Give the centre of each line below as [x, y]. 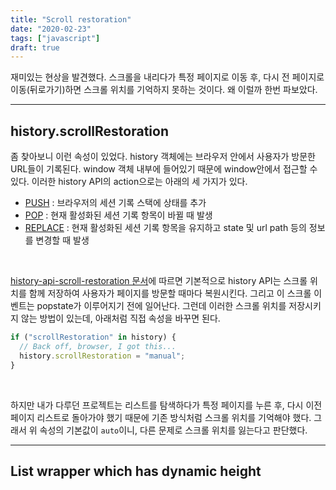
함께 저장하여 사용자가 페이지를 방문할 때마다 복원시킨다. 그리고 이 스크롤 [170, 293]
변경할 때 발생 [62, 240]
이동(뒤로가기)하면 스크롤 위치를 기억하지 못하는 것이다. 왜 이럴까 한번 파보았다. [164, 90]
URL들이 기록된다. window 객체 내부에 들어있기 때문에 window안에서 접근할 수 [164, 169]
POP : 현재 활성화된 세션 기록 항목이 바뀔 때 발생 [118, 215]
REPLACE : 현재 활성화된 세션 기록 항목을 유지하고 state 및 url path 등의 [165, 228]
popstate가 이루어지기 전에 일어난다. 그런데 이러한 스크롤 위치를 [161, 306]
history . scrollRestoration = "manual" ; [102, 356]
